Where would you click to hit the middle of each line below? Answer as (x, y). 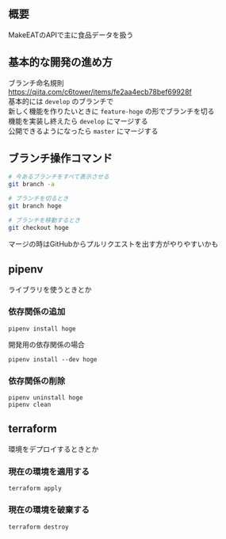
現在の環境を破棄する (49, 510)
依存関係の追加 (37, 312)
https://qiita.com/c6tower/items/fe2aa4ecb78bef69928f (100, 92)
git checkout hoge (38, 227)
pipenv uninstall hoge (46, 398)
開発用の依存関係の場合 (46, 344)
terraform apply (35, 489)
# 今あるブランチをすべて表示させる (59, 177)
